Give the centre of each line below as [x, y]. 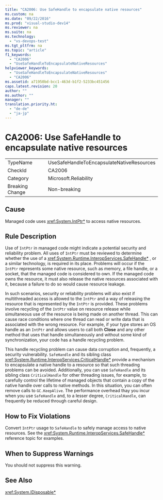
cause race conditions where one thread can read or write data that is [75, 319]
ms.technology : [20, 37]
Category [18, 178]
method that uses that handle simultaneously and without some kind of [76, 335]
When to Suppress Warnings [49, 454]
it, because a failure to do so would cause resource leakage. [65, 284]
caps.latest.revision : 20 [31, 86]
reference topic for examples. [34, 438]
